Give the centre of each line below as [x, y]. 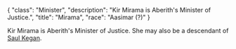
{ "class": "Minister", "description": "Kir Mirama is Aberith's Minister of [109, 10]
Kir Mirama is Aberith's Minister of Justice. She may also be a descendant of [118, 31]
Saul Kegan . [25, 38]
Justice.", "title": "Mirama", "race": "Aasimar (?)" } [79, 17]
